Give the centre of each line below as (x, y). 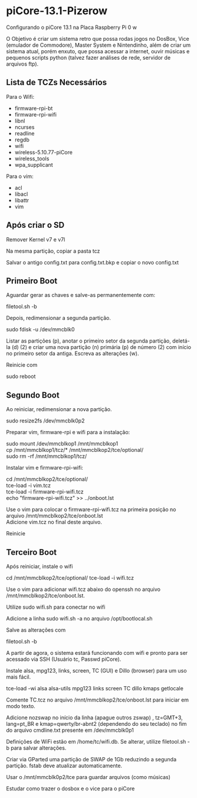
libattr (22, 200)
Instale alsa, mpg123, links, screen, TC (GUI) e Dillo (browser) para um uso (96, 671)
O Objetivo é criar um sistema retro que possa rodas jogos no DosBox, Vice (98, 38)
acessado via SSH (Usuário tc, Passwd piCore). (64, 659)
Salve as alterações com (36, 630)
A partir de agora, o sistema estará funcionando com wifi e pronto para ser (97, 653)
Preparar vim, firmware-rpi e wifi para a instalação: (68, 432)
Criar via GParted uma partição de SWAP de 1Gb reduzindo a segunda (91, 759)
